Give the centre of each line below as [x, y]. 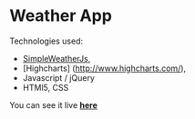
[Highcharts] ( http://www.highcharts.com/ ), [104, 68]
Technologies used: [46, 41]
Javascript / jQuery [59, 77]
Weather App [61, 16]
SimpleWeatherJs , [56, 58]
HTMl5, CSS [46, 87]
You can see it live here [54, 104]
